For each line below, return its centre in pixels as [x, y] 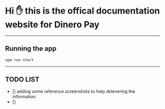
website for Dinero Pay [52, 25]
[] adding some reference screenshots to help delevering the [74, 91]
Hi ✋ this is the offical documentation [83, 11]
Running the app [31, 49]
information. [24, 96]
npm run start [20, 60]
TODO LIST [22, 79]
